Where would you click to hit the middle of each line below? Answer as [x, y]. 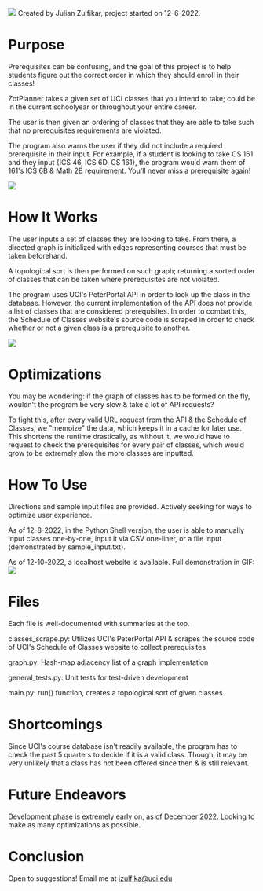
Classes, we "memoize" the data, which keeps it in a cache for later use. [125, 427]
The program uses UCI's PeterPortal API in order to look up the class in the [129, 294]
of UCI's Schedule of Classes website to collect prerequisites [107, 647]
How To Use [48, 485]
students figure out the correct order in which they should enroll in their [124, 75]
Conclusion [46, 856]
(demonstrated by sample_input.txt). [67, 547]
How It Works [53, 217]
